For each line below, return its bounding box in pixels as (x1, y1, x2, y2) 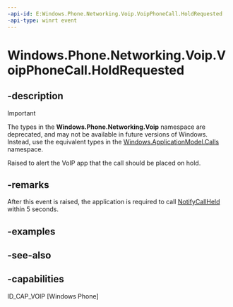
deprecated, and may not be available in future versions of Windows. (7, 130, 208, 138)
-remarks (7, 179, 49, 191)
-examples (7, 225, 56, 237)
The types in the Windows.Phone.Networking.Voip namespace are (7, 123, 206, 131)
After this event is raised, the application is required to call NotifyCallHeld (7, 198, 220, 206)
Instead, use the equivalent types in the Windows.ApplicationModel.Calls (7, 137, 220, 146)
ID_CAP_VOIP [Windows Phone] (7, 292, 99, 300)
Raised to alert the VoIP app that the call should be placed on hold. (7, 158, 201, 167)
